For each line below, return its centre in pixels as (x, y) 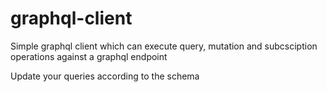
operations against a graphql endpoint (89, 56)
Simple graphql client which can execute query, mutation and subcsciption (164, 46)
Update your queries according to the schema (105, 76)
